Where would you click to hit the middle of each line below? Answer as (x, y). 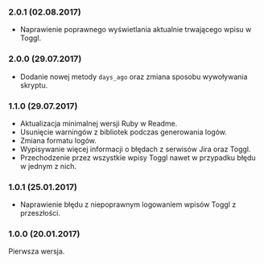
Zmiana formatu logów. (58, 140)
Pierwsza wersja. (37, 251)
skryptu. (34, 85)
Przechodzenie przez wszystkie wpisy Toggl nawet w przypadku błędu (138, 157)
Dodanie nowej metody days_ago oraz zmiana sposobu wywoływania (134, 76)
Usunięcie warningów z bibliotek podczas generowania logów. (124, 132)
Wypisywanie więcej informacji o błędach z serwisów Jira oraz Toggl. (135, 149)
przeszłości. (40, 213)
